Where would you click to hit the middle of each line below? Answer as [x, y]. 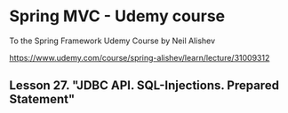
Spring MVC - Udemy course [117, 16]
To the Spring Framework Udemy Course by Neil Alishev [112, 41]
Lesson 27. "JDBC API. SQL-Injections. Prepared [144, 86]
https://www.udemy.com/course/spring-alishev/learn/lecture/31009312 [140, 57]
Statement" [42, 99]
